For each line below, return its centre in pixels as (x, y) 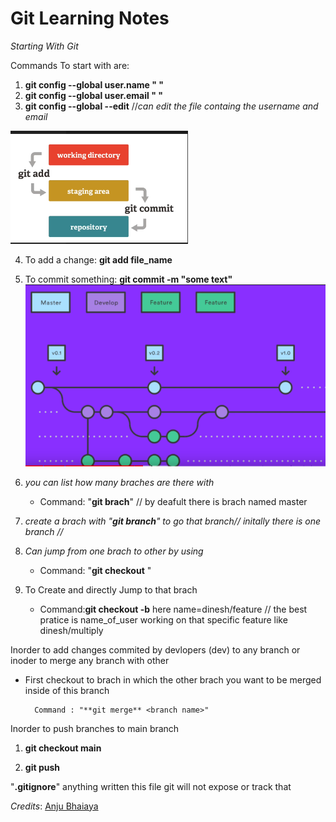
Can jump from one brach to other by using (114, 551)
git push (42, 767)
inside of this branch (67, 690)
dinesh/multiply (71, 630)
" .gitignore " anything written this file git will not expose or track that (151, 786)
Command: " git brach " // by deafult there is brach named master (173, 501)
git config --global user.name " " (94, 84)
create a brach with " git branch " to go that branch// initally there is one (173, 521)
